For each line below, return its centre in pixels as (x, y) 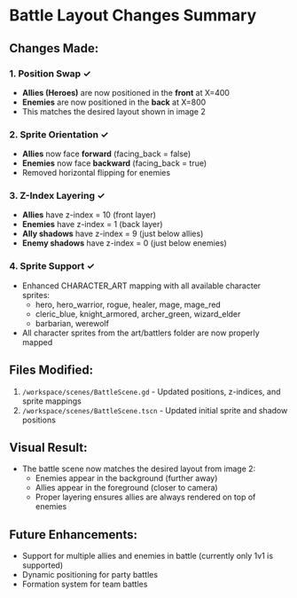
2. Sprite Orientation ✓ (59, 134)
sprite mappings (52, 401)
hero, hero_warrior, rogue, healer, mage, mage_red (128, 304)
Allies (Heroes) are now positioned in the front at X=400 (126, 92)
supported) (43, 565)
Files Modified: (51, 370)
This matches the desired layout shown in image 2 (113, 111)
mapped (37, 342)
